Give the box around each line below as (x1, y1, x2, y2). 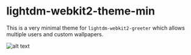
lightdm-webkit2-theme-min (6, 4, 156, 18)
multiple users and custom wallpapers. (6, 30, 104, 37)
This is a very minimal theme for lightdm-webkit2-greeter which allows (6, 24, 185, 31)
